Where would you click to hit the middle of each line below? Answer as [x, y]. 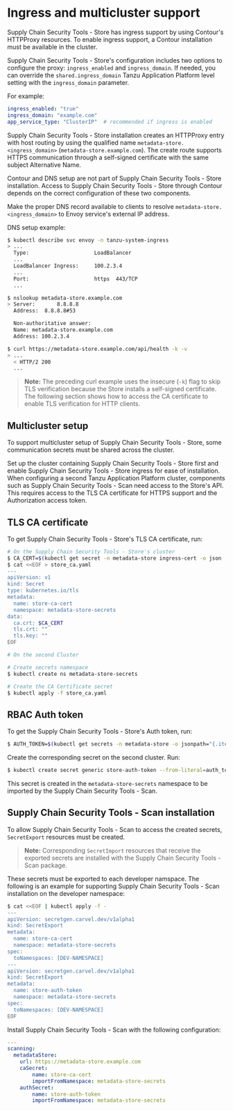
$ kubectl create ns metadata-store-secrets [72, 674]
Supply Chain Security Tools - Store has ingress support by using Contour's [115, 32]
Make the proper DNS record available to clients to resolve [91, 206]
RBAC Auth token [45, 715]
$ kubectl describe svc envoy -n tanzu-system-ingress [88, 240]
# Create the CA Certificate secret [60, 686]
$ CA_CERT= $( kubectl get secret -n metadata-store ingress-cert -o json [114, 558]
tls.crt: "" [31, 629]
